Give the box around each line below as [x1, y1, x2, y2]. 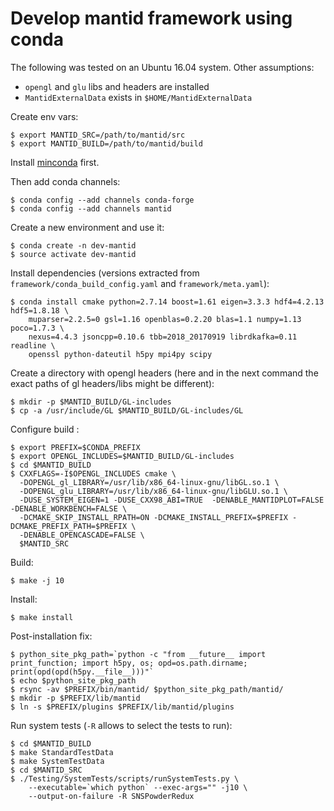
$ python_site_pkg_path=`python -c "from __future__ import [10, 649, 267, 659]
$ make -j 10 [10, 575, 65, 586]
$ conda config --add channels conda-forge [10, 195, 195, 205]
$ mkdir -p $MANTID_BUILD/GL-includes [10, 397, 172, 407]
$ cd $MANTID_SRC [10, 765, 83, 775]
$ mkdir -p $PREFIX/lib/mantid [10, 693, 141, 703]
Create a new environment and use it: [10, 221, 165, 233]
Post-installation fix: [10, 630, 93, 642]
